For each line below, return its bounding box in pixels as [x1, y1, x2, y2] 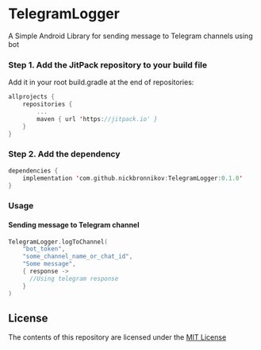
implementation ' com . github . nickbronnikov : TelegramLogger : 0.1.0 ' [22, 174, 244, 182]
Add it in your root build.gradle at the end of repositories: [8, 77, 194, 87]
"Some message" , [22, 260, 77, 268]
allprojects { [8, 93, 56, 101]
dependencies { [8, 166, 59, 175]
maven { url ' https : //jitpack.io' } [36, 115, 158, 123]
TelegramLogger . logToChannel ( [8, 238, 109, 246]
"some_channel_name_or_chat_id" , [22, 252, 133, 261]
